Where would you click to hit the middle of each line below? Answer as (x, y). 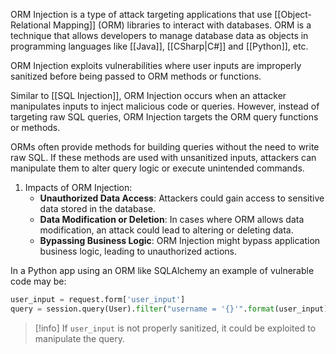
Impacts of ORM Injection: (78, 187)
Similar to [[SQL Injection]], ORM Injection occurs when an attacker (148, 95)
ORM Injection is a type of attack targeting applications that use (141, 14)
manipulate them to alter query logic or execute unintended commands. (157, 168)
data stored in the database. (98, 208)
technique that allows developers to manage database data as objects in (159, 35)
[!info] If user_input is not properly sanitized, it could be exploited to (175, 328)
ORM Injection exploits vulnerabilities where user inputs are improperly (156, 65)
